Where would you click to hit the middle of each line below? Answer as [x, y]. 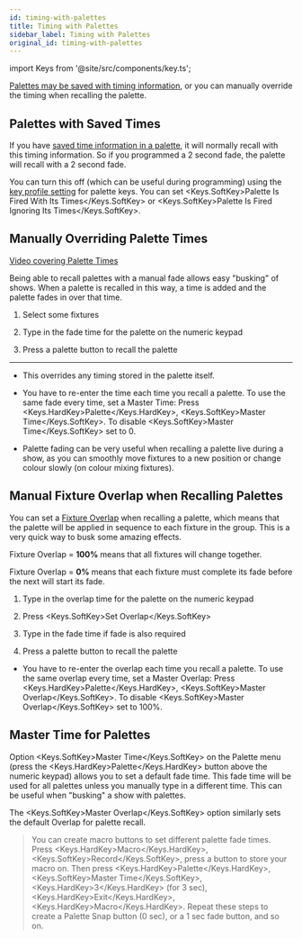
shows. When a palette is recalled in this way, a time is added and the [138, 287]
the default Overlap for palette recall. [78, 822]
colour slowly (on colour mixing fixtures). [98, 467]
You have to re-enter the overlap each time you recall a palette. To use [153, 668]
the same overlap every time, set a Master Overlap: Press [129, 678]
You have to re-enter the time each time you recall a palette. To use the [154, 393]
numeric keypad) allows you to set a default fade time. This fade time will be [151, 776]
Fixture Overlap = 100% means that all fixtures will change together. [136, 554]
